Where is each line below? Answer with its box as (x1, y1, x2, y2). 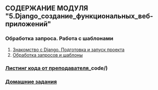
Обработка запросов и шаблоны (12, 52, 83, 58)
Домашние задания (5, 78, 57, 85)
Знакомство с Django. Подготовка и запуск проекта (12, 47, 125, 53)
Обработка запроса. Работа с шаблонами (5, 35, 114, 42)
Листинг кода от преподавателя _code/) (5, 64, 108, 71)
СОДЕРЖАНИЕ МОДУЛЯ (5, 4, 88, 13)
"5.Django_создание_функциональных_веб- (5, 12, 153, 21)
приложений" (5, 20, 51, 28)
